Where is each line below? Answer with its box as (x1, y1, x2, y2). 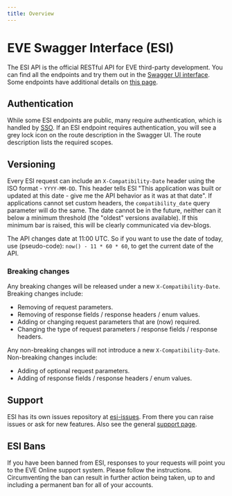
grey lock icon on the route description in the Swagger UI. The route (7, 131, 202, 139)
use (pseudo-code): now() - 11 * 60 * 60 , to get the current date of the (7, 242, 214, 250)
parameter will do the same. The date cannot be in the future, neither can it (7, 206, 222, 215)
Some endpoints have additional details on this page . (7, 78, 158, 86)
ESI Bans (7, 440, 46, 452)
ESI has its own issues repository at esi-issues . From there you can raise (7, 413, 214, 421)
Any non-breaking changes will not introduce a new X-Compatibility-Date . (7, 346, 220, 354)
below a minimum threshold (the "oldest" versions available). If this (7, 214, 199, 222)
